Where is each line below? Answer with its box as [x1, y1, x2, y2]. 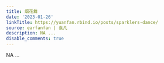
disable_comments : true [6, 36, 64, 41]
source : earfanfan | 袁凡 [6, 24, 67, 31]
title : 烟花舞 [6, 8, 38, 15]
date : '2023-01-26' [6, 14, 54, 20]
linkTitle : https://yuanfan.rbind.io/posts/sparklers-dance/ [6, 19, 159, 25]
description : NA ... [6, 30, 57, 36]
